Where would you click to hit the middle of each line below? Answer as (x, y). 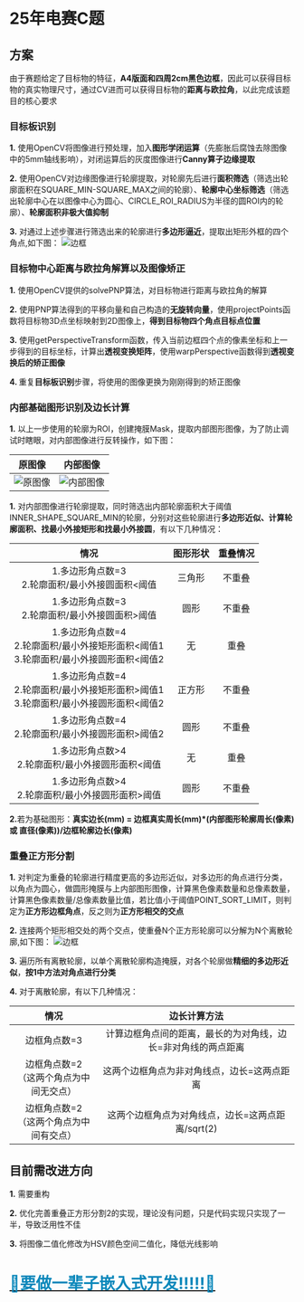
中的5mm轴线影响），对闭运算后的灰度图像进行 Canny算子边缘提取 (132, 159)
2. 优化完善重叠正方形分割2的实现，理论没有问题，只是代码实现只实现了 (143, 1213)
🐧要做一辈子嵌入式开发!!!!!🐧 (113, 1283)
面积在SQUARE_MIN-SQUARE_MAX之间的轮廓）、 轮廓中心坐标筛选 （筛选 (153, 190)
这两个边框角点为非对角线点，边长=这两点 (192, 1071)
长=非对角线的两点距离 (196, 1048)
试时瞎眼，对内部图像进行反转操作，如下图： (93, 440)
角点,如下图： (35, 243)
